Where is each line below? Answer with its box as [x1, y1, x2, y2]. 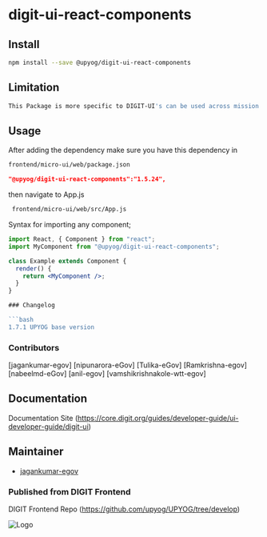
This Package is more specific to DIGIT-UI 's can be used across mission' [8, 102, 263, 110]
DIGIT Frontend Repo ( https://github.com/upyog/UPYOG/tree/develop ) [8, 504, 241, 514]
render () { [15, 264, 52, 273]
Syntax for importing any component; [8, 220, 132, 229]
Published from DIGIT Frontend [8, 486, 131, 497]
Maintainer [8, 445, 64, 459]
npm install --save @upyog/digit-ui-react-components [8, 58, 192, 66]
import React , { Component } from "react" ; [8, 235, 156, 243]
